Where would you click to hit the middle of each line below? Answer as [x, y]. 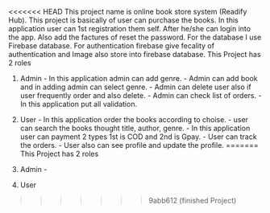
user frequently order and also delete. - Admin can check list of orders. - [141, 95]
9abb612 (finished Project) [193, 201]
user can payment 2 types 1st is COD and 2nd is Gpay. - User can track [138, 137]
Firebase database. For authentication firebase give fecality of [112, 46]
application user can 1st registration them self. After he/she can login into [130, 29]
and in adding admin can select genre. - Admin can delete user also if [135, 87]
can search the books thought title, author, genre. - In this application [135, 128]
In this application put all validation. [79, 104]
